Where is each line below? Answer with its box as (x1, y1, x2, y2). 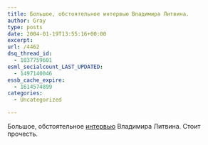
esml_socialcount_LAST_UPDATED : (7, 63, 103, 70)
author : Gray (7, 17, 46, 24)
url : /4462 (7, 43, 40, 50)
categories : (7, 90, 43, 97)
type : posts (7, 23, 43, 31)
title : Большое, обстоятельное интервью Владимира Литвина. (7, 10, 190, 18)
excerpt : (7, 37, 33, 44)
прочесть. (7, 129, 38, 138)
